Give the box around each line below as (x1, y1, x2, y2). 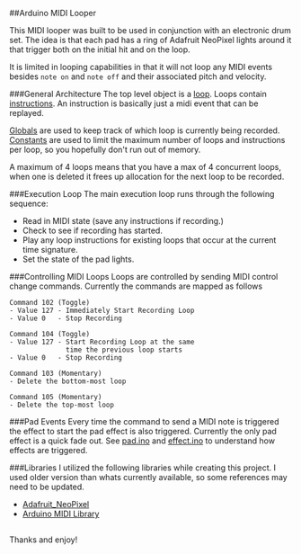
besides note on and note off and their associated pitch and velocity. (9, 71, 267, 82)
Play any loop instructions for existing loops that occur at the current (22, 235, 277, 246)
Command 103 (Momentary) (9, 369, 102, 378)
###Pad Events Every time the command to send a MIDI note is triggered (9, 416, 279, 426)
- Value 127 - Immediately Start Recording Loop (9, 306, 195, 315)
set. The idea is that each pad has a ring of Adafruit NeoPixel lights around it (9, 35, 292, 45)
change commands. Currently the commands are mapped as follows (9, 281, 263, 291)
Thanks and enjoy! (9, 534, 78, 545)
